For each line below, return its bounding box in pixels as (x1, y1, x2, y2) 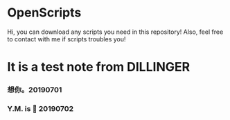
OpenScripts (7, 5, 82, 21)
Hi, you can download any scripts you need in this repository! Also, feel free (7, 28, 224, 36)
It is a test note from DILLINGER (7, 59, 191, 75)
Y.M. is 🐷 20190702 (7, 103, 74, 113)
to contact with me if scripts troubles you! (7, 34, 126, 43)
